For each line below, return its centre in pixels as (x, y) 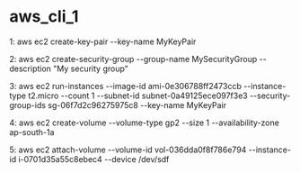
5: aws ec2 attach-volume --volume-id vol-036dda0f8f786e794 (128, 150)
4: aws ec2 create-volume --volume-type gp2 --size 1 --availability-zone (145, 123)
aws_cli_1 (44, 17)
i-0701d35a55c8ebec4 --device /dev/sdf (93, 159)
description (31, 68)
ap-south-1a (32, 132)
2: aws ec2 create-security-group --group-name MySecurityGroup (133, 59)
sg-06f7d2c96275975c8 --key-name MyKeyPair (137, 105)
